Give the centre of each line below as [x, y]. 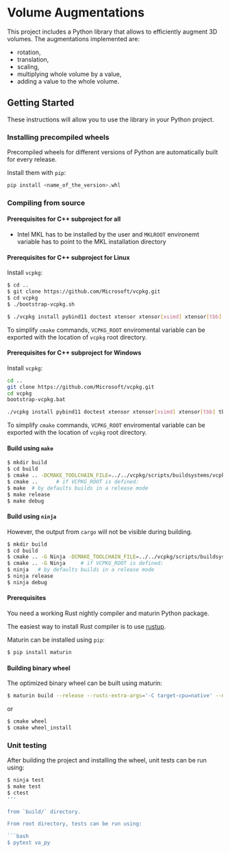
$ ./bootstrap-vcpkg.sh [41, 304]
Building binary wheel [39, 668]
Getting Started [41, 103]
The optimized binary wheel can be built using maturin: [85, 683]
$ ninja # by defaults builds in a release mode [81, 570]
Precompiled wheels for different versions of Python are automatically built [113, 152]
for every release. [32, 160]
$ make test [24, 786]
